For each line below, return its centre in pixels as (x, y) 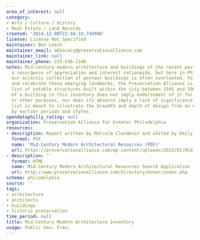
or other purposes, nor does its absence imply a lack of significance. (104, 100)
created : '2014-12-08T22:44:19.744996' (56, 34)
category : (18, 17)
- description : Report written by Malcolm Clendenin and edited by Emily (100, 134)
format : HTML (28, 161)
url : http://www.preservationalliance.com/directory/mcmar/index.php (99, 172)
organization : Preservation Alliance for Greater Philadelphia (86, 123)
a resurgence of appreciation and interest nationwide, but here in (98, 73)
